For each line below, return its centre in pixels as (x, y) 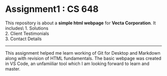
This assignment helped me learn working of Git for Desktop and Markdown (83, 53)
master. (13, 69)
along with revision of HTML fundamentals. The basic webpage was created (83, 58)
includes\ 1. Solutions (27, 28)
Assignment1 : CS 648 (52, 9)
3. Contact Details (24, 39)
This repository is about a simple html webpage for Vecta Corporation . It (81, 23)
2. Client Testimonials (27, 33)
